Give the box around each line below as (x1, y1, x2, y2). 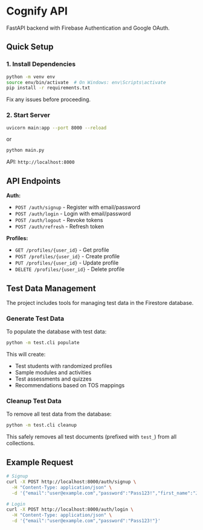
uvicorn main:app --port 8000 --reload (6, 125, 107, 131)
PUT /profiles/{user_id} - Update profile (14, 259, 119, 267)
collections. (6, 440, 35, 447)
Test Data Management (6, 283, 96, 293)
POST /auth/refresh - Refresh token (14, 223, 105, 231)
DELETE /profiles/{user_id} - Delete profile (14, 266, 125, 273)
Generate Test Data (6, 314, 65, 322)
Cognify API (6, 4, 68, 18)
